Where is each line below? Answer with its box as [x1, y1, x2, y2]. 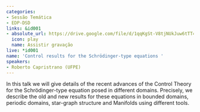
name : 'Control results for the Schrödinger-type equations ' [6, 53, 164, 59]
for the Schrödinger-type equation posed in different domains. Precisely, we [6, 87, 193, 94]
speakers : [6, 58, 31, 64]
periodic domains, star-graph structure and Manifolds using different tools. [6, 99, 189, 107]
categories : [6, 8, 36, 15]
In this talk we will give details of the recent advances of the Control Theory [6, 80, 192, 88]
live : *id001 [6, 48, 39, 54]
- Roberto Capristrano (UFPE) [6, 64, 82, 70]
